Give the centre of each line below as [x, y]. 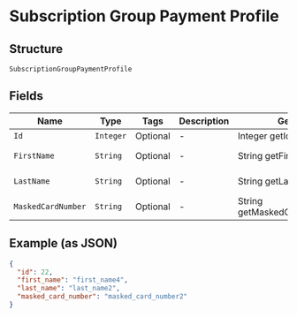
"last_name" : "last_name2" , [69, 289]
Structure [36, 49]
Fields [27, 96]
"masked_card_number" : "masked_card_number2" [103, 297]
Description [204, 121]
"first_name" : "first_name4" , [72, 280]
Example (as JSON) [63, 243]
